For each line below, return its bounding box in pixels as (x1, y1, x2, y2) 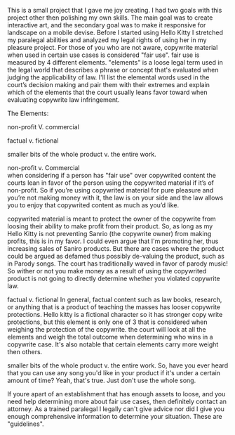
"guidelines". (7, 420, 44, 428)
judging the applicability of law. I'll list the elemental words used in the (7, 73, 210, 82)
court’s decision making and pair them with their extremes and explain (7, 81, 210, 89)
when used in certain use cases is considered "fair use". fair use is (7, 51, 200, 59)
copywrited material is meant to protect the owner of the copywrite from (7, 214, 216, 223)
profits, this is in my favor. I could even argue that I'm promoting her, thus (7, 237, 219, 245)
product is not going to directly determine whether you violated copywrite (7, 274, 220, 283)
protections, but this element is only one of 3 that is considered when (7, 318, 208, 326)
